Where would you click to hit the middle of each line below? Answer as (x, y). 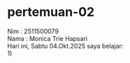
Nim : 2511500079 (33, 31)
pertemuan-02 (51, 12)
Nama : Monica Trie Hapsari (48, 38)
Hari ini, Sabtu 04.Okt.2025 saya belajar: (65, 46)
